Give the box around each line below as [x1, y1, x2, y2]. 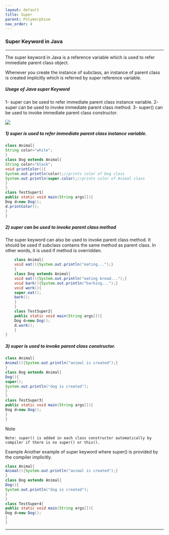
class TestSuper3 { [5, 398, 44, 403]
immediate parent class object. [5, 59, 69, 65]
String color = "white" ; [5, 148, 53, 153]
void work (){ [14, 285, 42, 290]
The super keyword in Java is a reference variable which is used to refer [5, 54, 155, 60]
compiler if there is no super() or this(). [5, 440, 100, 445]
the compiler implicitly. [5, 454, 52, 460]
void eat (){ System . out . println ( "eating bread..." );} [14, 276, 127, 281]
